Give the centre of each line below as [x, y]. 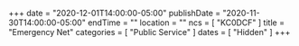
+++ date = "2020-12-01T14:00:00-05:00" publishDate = [115, 13]
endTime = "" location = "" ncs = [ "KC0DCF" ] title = [187, 23]
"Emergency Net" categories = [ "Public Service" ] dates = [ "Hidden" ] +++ [149, 32]
